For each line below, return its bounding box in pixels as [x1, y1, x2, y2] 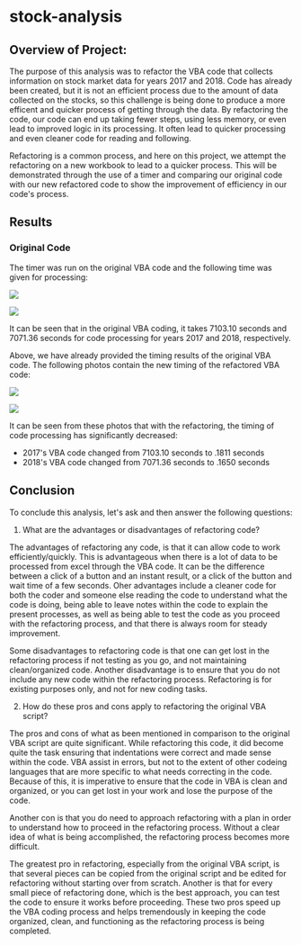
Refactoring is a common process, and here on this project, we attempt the [9, 150, 287, 161]
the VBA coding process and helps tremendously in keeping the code [9, 906, 267, 917]
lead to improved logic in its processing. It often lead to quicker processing [9, 123, 286, 134]
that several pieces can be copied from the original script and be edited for [9, 868, 287, 878]
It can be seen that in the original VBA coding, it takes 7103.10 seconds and [9, 322, 288, 334]
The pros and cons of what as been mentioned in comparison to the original [9, 727, 290, 739]
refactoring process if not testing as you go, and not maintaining [9, 654, 247, 665]
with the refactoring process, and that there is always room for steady [9, 618, 268, 629]
